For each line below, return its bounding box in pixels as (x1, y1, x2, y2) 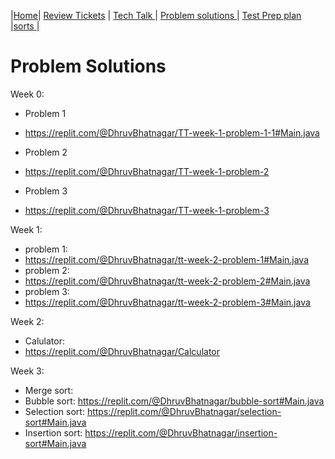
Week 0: (10, 88, 45, 100)
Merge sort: (24, 384, 74, 396)
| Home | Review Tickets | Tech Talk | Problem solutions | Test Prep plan (10, 10, 302, 21)
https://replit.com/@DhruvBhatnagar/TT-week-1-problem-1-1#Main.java (24, 126, 320, 139)
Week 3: (10, 365, 45, 377)
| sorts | (10, 20, 40, 32)
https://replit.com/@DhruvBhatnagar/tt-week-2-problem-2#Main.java (24, 275, 311, 287)
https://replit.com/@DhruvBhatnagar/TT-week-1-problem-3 (24, 204, 270, 216)
